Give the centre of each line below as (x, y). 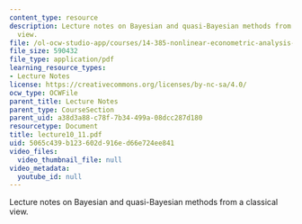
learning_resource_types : (58, 68)
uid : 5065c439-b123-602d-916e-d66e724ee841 (92, 143)
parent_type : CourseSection (62, 110)
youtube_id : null (50, 176)
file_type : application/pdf (62, 59)
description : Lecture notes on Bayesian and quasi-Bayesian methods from (151, 26)
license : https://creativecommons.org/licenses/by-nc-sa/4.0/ (128, 85)
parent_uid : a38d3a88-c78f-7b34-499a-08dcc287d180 (106, 118)
